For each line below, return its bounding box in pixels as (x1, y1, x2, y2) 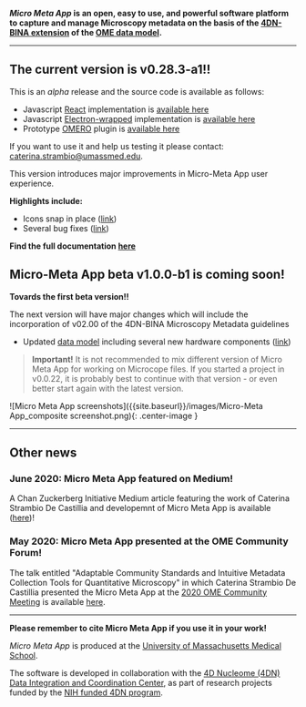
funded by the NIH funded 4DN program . (9, 687, 164, 698)
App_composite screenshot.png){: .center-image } (9, 410, 199, 421)
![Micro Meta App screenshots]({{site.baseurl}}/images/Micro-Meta (9, 400, 264, 411)
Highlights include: (9, 195, 84, 206)
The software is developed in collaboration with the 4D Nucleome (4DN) (9, 667, 280, 678)
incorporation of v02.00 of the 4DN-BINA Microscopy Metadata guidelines (9, 318, 290, 329)
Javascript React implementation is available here (22, 104, 209, 115)
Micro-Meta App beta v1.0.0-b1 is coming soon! (9, 267, 285, 282)
